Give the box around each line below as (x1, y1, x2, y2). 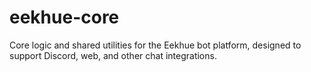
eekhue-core (9, 6, 120, 29)
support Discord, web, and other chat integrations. (9, 49, 217, 61)
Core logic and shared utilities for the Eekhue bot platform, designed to (9, 39, 302, 51)
